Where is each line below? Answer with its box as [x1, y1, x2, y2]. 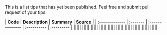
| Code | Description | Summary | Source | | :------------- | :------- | [5, 19, 147, 25]
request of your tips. [5, 9, 47, 15]
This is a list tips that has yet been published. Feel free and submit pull [5, 4, 150, 10]
